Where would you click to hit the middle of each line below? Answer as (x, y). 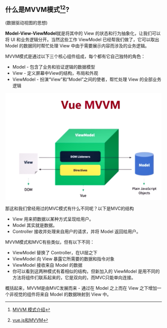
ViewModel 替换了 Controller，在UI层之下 (55, 252)
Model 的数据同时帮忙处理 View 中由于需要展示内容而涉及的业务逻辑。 (77, 46)
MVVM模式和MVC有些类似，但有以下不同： (50, 242)
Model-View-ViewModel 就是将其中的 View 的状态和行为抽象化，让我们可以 (83, 33)
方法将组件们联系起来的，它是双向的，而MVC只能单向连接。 (74, 277)
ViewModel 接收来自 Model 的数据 (47, 265)
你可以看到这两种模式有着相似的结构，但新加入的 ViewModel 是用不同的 (86, 271)
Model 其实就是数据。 (35, 225)
